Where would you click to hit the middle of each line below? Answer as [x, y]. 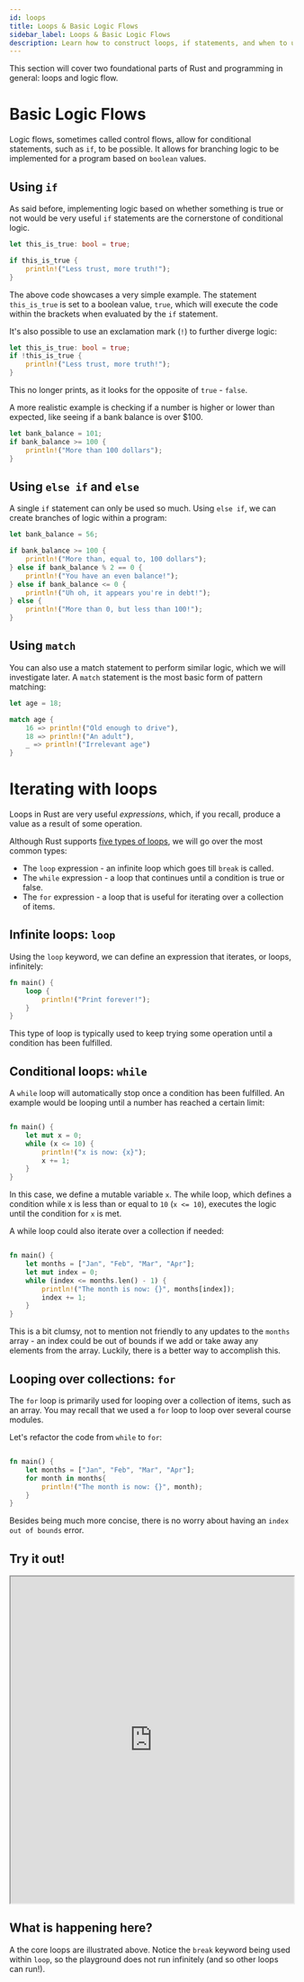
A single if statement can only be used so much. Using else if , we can [143, 508]
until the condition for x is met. [66, 1214]
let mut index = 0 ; [62, 1272]
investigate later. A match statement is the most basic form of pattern [136, 677]
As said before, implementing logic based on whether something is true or [147, 209]
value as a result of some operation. [76, 824]
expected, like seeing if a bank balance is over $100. [107, 417]
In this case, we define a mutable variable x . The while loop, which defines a [151, 1194]
